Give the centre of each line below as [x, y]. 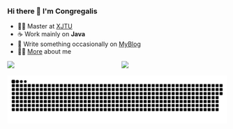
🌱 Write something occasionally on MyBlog [79, 44]
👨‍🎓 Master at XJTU [45, 26]
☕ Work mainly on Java [51, 34]
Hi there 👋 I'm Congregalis [52, 11]
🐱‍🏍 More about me [44, 52]
